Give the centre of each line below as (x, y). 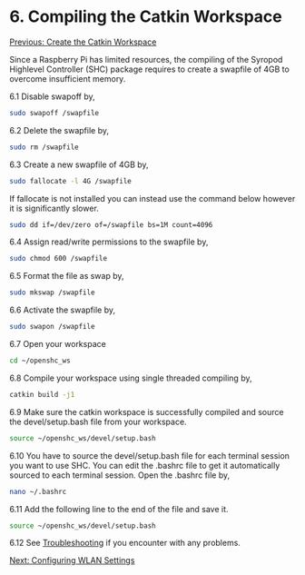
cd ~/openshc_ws (40, 361)
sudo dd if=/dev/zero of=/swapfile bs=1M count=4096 (111, 224)
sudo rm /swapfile (44, 147)
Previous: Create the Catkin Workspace (83, 42)
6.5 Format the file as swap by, (67, 276)
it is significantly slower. (54, 208)
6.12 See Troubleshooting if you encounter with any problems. (125, 543)
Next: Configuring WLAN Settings (72, 560)
